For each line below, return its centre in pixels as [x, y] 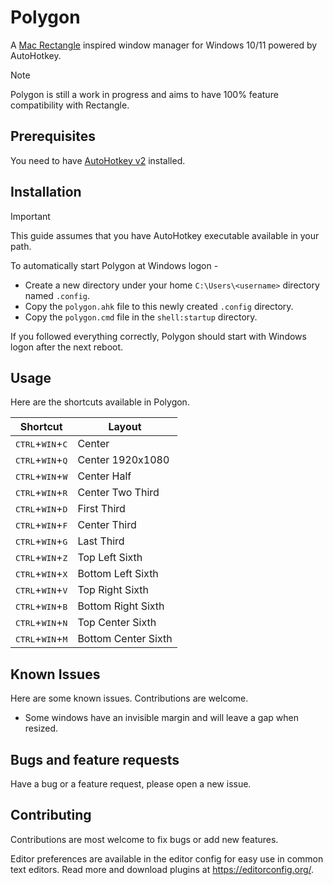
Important [30, 216]
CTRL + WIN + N [41, 623]
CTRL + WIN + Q [41, 460]
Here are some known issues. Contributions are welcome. [129, 698]
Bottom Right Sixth [121, 606]
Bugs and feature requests [95, 759]
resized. [41, 728]
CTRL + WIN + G [41, 541]
